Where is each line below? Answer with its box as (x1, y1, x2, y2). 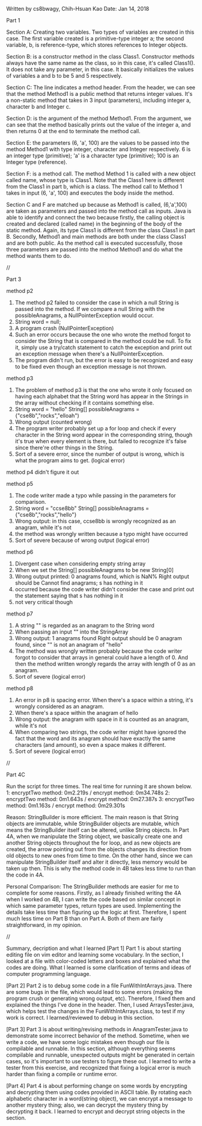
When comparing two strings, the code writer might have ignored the (14, 729, 186, 735)
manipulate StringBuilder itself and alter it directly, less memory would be (6, 858, 188, 866)
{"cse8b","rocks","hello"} (14, 511, 77, 518)
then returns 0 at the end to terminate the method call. (6, 128, 141, 134)
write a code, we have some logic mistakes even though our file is (6, 1039, 170, 1045)
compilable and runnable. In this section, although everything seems (6, 1045, 176, 1052)
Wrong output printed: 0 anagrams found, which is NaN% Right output (14, 573, 189, 580)
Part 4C (6, 771, 26, 778)
